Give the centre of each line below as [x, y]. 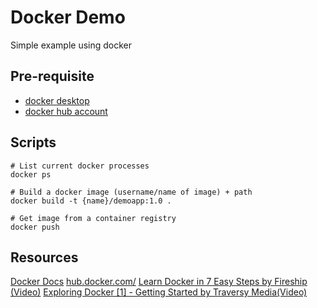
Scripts [33, 142]
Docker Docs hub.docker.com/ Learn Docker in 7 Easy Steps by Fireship [159, 282]
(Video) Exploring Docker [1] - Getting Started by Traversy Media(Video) [159, 292]
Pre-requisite [52, 76]
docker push [35, 227]
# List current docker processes [80, 166]
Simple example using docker [71, 45]
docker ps [31, 174]
